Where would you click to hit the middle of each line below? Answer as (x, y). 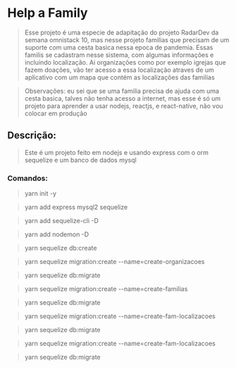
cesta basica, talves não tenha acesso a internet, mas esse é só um (123, 98)
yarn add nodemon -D (57, 234)
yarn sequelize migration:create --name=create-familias (106, 289)
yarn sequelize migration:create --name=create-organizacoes (114, 262)
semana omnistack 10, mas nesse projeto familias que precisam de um (127, 39)
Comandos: (27, 178)
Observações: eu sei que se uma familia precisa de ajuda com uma (122, 91)
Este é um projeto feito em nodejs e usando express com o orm (117, 152)
